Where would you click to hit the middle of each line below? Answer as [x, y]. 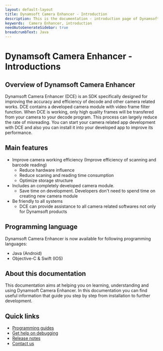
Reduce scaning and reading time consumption [66, 175]
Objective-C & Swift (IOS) [37, 258]
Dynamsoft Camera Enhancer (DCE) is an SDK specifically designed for [76, 96]
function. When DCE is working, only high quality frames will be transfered [80, 112]
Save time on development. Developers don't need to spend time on [87, 191]
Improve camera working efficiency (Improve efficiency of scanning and [84, 159]
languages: [16, 244]
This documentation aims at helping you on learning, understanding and [77, 285]
